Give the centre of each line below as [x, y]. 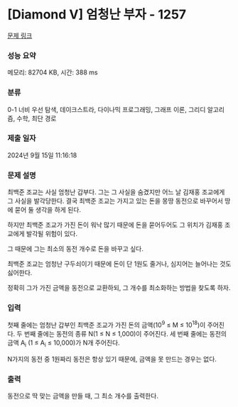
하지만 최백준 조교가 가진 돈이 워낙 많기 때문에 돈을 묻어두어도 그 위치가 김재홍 [115, 225]
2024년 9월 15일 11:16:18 [42, 155]
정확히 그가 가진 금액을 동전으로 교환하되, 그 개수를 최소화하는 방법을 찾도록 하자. [119, 288]
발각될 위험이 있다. [52, 234]
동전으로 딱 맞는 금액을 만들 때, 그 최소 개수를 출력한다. [83, 396]
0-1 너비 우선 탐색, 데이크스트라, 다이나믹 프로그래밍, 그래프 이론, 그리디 [107, 109]
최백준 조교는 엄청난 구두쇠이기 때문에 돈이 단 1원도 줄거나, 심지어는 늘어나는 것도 [119, 264]
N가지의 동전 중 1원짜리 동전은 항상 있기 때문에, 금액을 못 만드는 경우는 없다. [112, 359]
